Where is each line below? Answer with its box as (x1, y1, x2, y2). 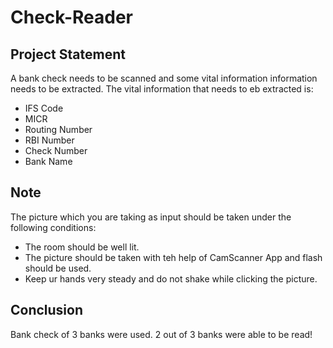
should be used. (24, 262, 92, 274)
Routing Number (24, 124, 93, 135)
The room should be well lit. (24, 241, 140, 253)
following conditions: (10, 221, 97, 233)
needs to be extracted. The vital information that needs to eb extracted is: (10, 83, 314, 95)
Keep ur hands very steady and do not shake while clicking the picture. (24, 272, 318, 285)
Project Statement (10, 46, 126, 63)
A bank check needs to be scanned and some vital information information (10, 72, 318, 84)
